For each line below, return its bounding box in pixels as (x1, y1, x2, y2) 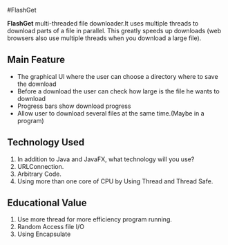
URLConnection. (17, 162, 64, 170)
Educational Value (7, 197, 87, 209)
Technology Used (7, 136, 85, 148)
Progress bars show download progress (17, 102, 131, 110)
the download (17, 80, 57, 88)
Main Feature (7, 54, 66, 66)
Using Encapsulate (17, 230, 71, 238)
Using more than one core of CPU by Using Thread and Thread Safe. (17, 176, 213, 185)
